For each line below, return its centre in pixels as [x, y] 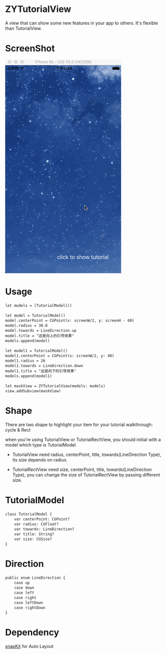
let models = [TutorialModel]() [39, 305]
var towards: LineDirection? [44, 529]
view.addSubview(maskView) [33, 391]
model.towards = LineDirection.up [41, 330]
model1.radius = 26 [25, 361]
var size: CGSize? [33, 539]
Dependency [32, 632]
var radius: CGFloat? [36, 524]
